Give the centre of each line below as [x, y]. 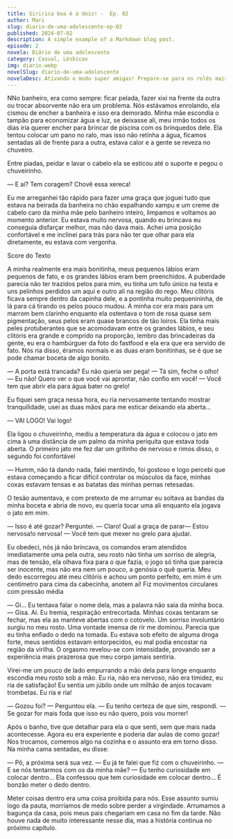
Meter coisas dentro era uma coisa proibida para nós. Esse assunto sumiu [113, 799]
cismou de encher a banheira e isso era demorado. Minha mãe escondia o [113, 113]
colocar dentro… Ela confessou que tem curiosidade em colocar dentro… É [114, 778]
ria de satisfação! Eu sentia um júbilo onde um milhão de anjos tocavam [109, 685]
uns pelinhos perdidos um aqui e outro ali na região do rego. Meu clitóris [111, 291]
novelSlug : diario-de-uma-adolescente [63, 72]
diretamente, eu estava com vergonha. [62, 242]
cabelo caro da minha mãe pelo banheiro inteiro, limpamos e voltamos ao [112, 212]
